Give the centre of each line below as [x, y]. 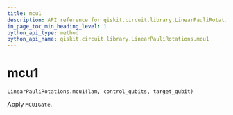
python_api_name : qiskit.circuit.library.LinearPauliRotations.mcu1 [108, 39]
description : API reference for [54, 20]
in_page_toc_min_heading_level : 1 [57, 26]
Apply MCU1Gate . [30, 105]
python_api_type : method [43, 33]
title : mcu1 [24, 13]
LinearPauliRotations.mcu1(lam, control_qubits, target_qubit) [101, 92]
